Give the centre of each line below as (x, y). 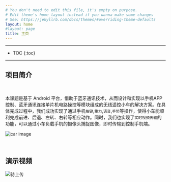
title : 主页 (17, 34)
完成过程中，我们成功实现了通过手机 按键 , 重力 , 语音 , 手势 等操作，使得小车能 (85, 111)
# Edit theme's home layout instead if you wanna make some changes (79, 15)
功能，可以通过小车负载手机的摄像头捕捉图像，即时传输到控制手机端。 (79, 123)
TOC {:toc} (24, 53)
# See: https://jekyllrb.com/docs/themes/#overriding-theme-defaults (81, 19)
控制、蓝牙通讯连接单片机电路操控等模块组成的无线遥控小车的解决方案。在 (83, 105)
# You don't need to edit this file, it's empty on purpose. (72, 10)
